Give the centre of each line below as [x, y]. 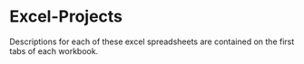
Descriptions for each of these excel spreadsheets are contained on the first [152, 41]
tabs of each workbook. [54, 50]
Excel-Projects [66, 17]
